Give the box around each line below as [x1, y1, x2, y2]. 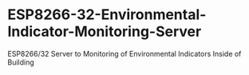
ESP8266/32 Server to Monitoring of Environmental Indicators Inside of [7, 49, 242, 58]
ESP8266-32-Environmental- [7, 6, 207, 24]
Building [7, 57, 35, 67]
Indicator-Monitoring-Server [7, 22, 202, 41]
